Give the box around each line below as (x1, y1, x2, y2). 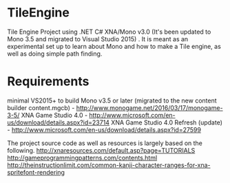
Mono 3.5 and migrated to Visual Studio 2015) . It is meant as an (7, 34, 189, 43)
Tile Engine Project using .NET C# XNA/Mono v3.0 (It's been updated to (7, 28, 211, 36)
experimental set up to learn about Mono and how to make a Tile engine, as (7, 42, 222, 50)
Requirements (7, 74, 90, 89)
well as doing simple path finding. (7, 50, 103, 58)
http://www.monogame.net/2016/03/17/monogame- (76, 103, 223, 111)
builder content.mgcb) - (7, 103, 75, 111)
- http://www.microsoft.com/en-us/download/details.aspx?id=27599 (7, 125, 202, 133)
